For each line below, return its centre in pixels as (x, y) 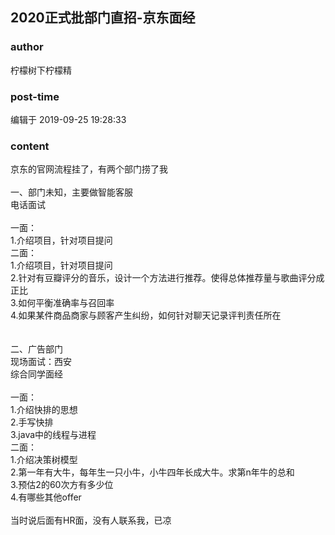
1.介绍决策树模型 (44, 460)
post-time (35, 96)
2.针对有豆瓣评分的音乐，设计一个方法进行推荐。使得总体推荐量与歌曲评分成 (167, 278)
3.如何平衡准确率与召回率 (62, 303)
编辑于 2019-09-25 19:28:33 (68, 119)
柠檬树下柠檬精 (41, 70)
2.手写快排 (32, 422)
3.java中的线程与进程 (53, 435)
